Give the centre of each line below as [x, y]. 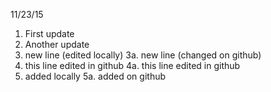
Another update [57, 44]
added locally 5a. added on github [95, 76]
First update [49, 33]
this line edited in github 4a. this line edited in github [132, 65]
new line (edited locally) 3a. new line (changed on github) [143, 55]
